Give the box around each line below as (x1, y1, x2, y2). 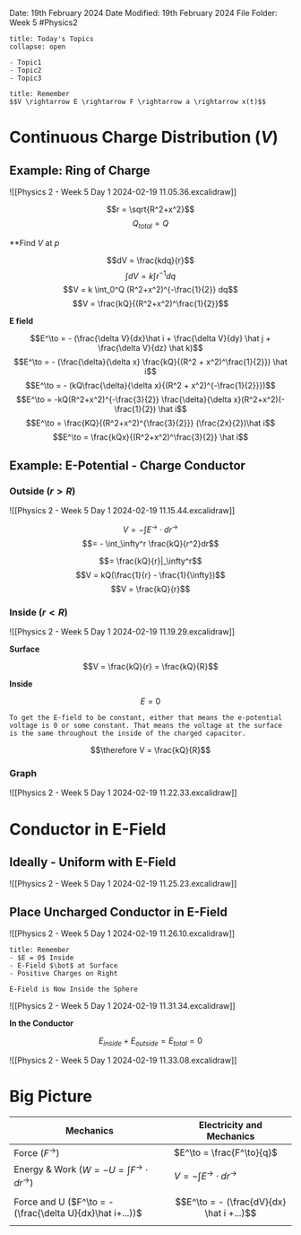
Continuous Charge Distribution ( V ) (9, 127, 279, 147)
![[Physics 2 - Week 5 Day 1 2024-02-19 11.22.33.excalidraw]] (9, 787, 237, 798)
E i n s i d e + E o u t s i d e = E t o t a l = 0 (98, 1036, 203, 1048)
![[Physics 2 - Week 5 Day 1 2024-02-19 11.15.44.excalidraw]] (9, 505, 236, 516)
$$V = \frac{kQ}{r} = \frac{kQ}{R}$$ (82, 661, 219, 672)
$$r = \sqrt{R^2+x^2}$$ (106, 204, 195, 215)
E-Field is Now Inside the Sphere (9, 985, 139, 994)
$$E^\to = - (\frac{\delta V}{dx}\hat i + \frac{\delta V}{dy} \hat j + (30, 333, 271, 344)
